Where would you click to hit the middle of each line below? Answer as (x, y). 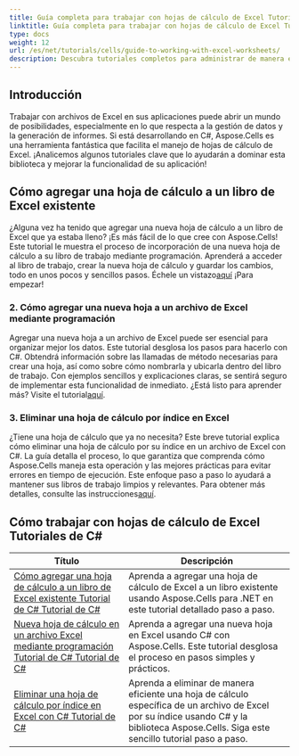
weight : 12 (29, 42)
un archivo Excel (48, 636)
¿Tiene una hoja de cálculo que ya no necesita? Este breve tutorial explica (145, 437)
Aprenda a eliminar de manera (191, 683)
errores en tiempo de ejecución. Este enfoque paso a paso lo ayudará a (140, 475)
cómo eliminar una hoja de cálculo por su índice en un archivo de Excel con (148, 447)
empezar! (27, 284)
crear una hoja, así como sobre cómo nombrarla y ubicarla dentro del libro (145, 366)
